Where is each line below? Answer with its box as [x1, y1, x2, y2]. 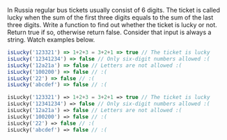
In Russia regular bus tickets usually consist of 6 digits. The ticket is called [7, 6, 221, 14]
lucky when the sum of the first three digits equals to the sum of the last [7, 13, 214, 22]
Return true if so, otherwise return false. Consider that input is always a [7, 28, 212, 36]
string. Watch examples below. [7, 36, 95, 44]
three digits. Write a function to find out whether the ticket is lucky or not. [7, 21, 217, 29]
